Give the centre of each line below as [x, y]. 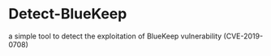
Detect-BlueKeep [68, 14]
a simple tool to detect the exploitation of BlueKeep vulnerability [115, 36]
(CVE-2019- [243, 36]
